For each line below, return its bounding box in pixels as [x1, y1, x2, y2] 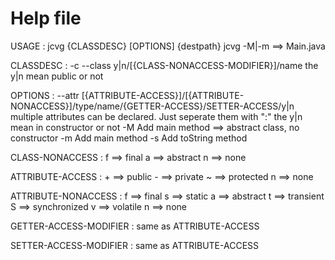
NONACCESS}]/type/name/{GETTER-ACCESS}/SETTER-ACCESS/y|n [10, 100, 295, 112]
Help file [10, 7, 82, 30]
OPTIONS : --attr [10, 89, 80, 101]
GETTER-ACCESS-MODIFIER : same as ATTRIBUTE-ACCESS [10, 220, 260, 232]
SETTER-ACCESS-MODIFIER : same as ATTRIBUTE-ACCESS [10, 239, 260, 251]
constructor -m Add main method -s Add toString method [10, 132, 248, 144]
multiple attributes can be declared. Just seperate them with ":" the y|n [10, 110, 303, 122]
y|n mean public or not [10, 70, 104, 82]
